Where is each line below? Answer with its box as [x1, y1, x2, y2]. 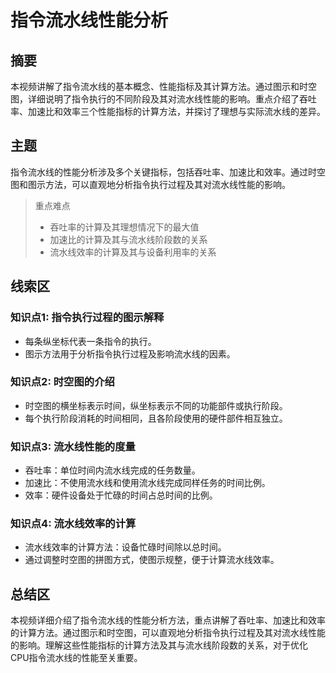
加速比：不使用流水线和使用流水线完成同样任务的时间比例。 [24, 477, 271, 489]
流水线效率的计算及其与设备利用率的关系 [49, 246, 217, 258]
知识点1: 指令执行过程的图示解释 [10, 311, 165, 325]
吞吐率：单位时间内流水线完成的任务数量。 [24, 464, 201, 476]
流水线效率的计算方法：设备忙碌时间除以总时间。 [24, 541, 227, 553]
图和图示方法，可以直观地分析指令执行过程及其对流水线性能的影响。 [10, 178, 291, 190]
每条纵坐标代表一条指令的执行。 [24, 335, 157, 347]
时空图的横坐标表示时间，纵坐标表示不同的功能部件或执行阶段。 [24, 399, 288, 411]
